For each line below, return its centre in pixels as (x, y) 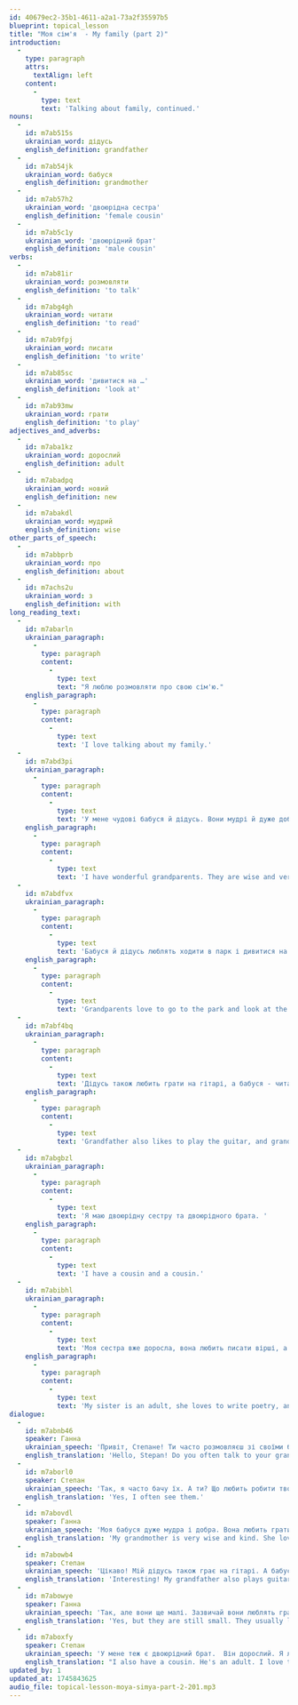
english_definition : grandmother (87, 183)
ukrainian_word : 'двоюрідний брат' (91, 241)
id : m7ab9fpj (49, 340)
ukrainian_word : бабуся (69, 174)
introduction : (35, 42)
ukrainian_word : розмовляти (77, 282)
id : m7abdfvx (49, 893)
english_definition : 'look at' (83, 389)
